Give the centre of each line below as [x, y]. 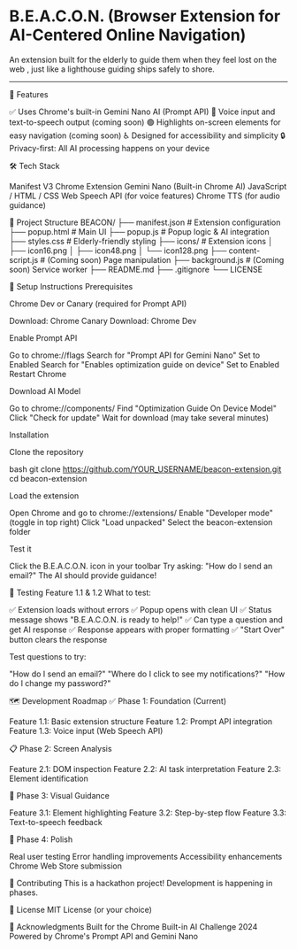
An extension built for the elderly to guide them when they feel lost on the [143, 59]
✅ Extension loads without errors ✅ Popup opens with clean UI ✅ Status [141, 609]
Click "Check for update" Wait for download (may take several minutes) [139, 417]
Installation [29, 435]
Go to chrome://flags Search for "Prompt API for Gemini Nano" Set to [135, 355]
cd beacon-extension [48, 478]
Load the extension [44, 495]
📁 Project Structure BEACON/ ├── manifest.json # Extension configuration [145, 222]
